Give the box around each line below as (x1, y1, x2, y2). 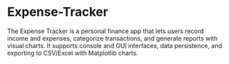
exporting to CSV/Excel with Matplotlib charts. (7, 49, 138, 57)
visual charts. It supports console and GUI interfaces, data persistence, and (7, 41, 223, 50)
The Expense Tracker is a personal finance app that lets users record (7, 27, 204, 35)
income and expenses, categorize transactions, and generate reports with (7, 34, 218, 42)
